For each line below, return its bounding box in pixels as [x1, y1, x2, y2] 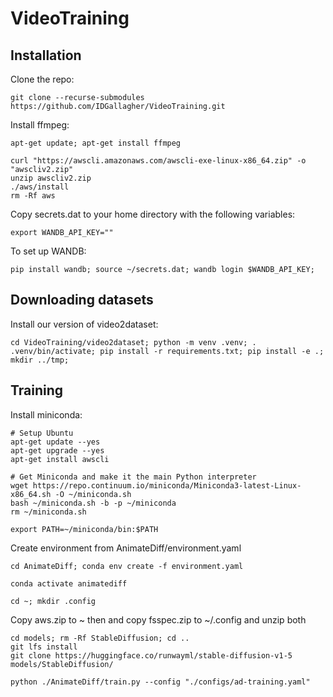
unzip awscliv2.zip [10, 173, 92, 183]
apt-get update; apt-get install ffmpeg [10, 138, 182, 148]
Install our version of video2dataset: [10, 318, 159, 330]
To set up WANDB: [10, 245, 87, 257]
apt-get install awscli [10, 454, 110, 464]
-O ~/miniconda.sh [54, 489, 132, 499]
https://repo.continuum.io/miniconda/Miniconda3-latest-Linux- [32, 480, 302, 491]
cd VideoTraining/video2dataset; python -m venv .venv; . [10, 337, 257, 347]
